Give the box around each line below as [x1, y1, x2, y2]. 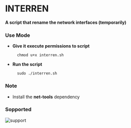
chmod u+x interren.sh [17, 53, 64, 58]
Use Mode [5, 32, 31, 39]
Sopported [5, 106, 32, 113]
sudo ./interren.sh [17, 71, 57, 76]
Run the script [12, 62, 42, 67]
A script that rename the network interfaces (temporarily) [5, 19, 127, 25]
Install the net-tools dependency [12, 94, 80, 100]
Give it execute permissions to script [12, 43, 90, 49]
